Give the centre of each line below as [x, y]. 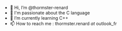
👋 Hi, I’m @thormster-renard [39, 8]
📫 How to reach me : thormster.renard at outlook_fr [63, 24]
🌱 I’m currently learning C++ [39, 18]
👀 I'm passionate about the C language [50, 13]
